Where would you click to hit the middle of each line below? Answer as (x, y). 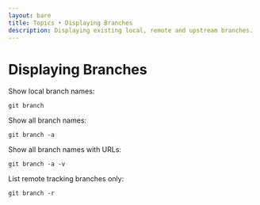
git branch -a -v (37, 164)
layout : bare (30, 15)
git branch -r (32, 194)
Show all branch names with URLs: (65, 150)
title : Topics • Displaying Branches (71, 23)
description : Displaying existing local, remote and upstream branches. (131, 30)
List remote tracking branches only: (66, 179)
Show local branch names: (52, 91)
